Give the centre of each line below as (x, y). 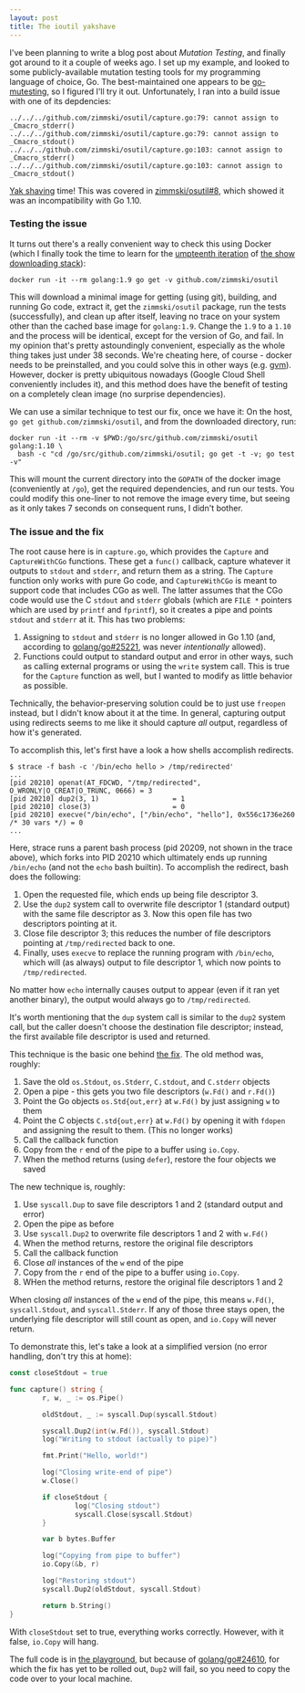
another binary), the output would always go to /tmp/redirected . (130, 1000)
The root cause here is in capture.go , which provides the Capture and (139, 552)
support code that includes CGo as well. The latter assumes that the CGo (147, 591)
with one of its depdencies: (61, 100)
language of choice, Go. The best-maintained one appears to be (130, 81)
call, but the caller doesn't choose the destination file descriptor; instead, (147, 1027)
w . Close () (61, 1481)
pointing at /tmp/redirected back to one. (99, 943)
